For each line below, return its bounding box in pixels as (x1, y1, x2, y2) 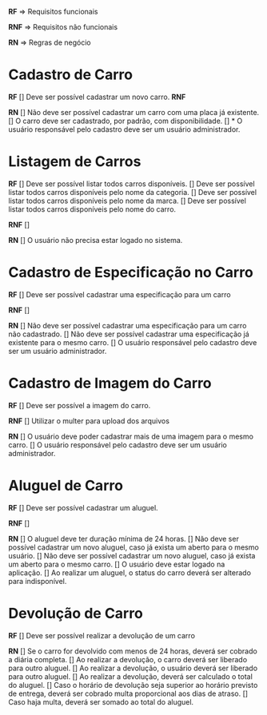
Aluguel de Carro (8, 476, 124, 495)
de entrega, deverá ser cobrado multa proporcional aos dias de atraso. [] (8, 689, 249, 698)
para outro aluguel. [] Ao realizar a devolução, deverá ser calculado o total (8, 671, 253, 681)
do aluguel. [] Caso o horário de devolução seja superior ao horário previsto (8, 680, 258, 689)
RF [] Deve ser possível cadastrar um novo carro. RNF (8, 92, 186, 101)
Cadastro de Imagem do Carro (8, 375, 212, 392)
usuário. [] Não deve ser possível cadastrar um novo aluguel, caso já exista (8, 550, 256, 560)
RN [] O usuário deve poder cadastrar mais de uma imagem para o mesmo (8, 431, 254, 441)
